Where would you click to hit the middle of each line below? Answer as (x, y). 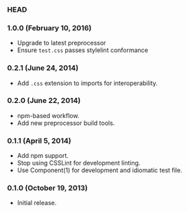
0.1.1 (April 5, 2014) (39, 141)
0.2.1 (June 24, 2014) (43, 68)
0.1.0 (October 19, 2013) (47, 188)
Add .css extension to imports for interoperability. (87, 83)
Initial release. (37, 203)
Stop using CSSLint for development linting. (79, 163)
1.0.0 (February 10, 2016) (49, 27)
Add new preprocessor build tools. (66, 123)
